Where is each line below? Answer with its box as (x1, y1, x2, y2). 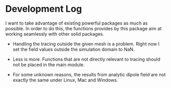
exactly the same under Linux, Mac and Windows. (12, 77, 118, 83)
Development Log (5, 3, 82, 15)
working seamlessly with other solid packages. (5, 31, 104, 37)
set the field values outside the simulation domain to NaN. (12, 46, 135, 52)
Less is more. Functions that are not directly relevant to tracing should (12, 56, 160, 62)
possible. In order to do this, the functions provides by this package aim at (5, 25, 162, 31)
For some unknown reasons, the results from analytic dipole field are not (12, 71, 166, 77)
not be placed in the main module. (12, 61, 85, 68)
